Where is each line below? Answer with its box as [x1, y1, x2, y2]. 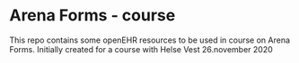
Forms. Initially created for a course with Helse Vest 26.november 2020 [9, 43, 274, 54]
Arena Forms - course [9, 5, 176, 26]
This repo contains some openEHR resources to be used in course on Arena [9, 35, 290, 45]
